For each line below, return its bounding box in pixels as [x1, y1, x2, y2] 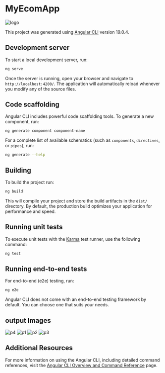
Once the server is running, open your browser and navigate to [5, 75, 134, 81]
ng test [5, 251, 21, 256]
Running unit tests [5, 223, 63, 231]
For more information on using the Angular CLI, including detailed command [5, 357, 160, 363]
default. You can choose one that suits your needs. [5, 302, 109, 308]
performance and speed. [5, 208, 56, 214]
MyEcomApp [5, 3, 60, 14]
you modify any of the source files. [5, 86, 76, 92]
